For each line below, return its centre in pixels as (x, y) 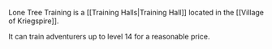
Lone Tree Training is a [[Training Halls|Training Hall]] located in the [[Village (136, 12)
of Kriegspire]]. (34, 21)
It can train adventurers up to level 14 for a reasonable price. (109, 37)
